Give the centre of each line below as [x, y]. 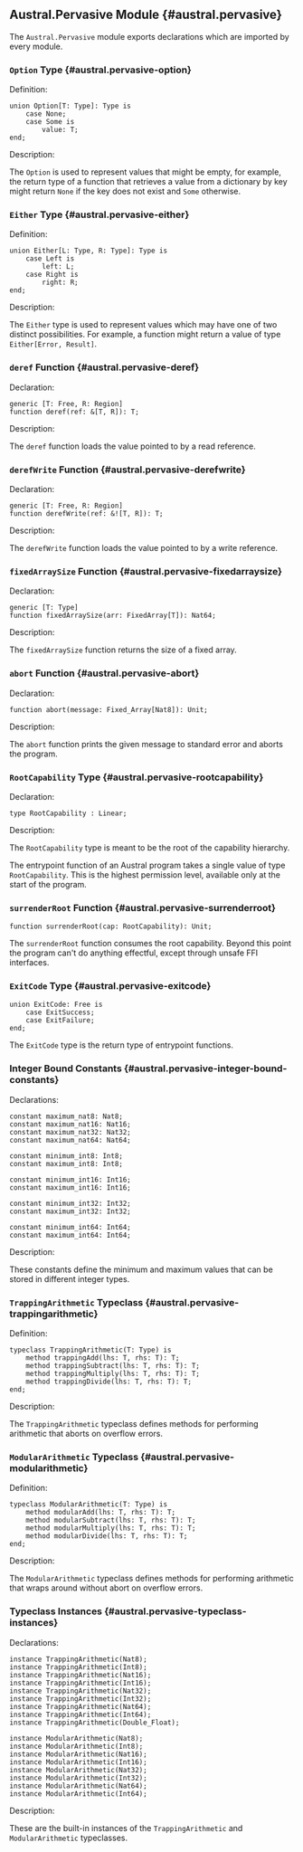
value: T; [60, 130]
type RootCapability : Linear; [68, 813]
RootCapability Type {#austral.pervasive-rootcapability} [137, 777]
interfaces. [29, 963]
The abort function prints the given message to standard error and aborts [146, 744]
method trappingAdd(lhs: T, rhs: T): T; [103, 1358]
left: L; [58, 267]
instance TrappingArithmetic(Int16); [80, 1683]
